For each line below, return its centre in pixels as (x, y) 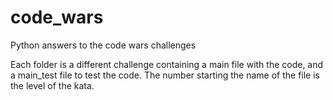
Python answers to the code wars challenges (103, 45)
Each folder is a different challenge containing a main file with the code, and (167, 64)
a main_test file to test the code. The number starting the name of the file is (165, 75)
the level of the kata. (52, 85)
